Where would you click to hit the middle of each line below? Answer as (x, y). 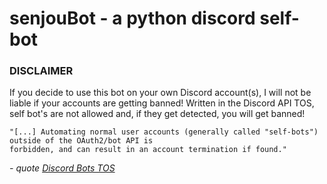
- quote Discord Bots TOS (62, 168)
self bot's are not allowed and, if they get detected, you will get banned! (157, 114)
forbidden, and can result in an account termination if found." (148, 150)
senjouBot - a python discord (132, 18)
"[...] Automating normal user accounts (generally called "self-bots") (164, 132)
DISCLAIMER (41, 71)
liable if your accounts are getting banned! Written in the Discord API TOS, (162, 103)
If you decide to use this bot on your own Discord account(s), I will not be (160, 93)
